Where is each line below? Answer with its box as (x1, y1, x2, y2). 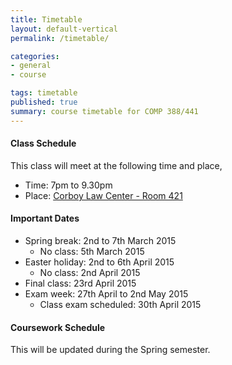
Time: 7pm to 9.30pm (24, 179, 113, 191)
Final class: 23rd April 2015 (24, 277, 137, 290)
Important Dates (10, 212, 80, 225)
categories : (10, 51, 60, 61)
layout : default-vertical (10, 24, 118, 34)
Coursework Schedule (10, 321, 106, 333)
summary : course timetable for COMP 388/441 (10, 106, 199, 116)
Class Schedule (10, 137, 77, 150)
